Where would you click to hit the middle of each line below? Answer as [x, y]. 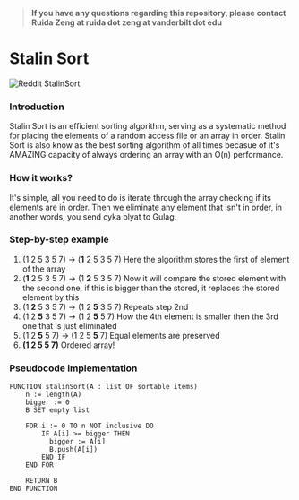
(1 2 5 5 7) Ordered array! [68, 345]
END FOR [39, 465]
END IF [54, 457]
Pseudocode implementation [73, 368]
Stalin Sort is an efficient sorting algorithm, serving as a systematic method [148, 126]
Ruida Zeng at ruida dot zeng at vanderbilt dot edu [126, 22]
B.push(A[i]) [73, 450]
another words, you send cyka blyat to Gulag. [93, 216]
